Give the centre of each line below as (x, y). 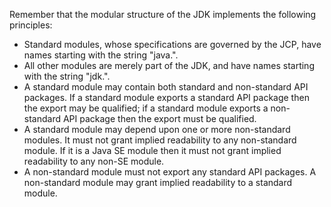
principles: (31, 25)
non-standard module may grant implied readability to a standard (158, 182)
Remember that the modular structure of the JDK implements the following (163, 14)
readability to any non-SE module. (94, 161)
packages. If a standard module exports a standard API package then (166, 97)
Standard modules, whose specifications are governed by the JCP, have (172, 44)
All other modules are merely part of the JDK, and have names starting (169, 65)
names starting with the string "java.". (101, 55)
